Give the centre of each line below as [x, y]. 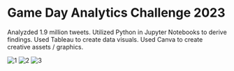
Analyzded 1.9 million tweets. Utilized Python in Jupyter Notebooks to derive [117, 32]
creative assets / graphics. [45, 47]
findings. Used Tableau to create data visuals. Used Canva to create [105, 39]
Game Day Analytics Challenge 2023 [116, 13]
